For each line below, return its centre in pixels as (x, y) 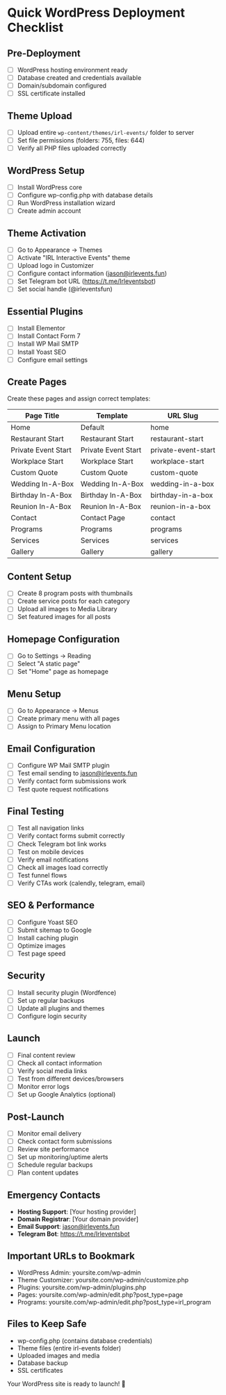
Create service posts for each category (73, 601)
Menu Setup (34, 694)
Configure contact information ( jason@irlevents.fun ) (92, 273)
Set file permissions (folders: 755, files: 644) (81, 140)
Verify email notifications (53, 860)
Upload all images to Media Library (67, 609)
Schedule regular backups (55, 1165)
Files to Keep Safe (47, 1324)
